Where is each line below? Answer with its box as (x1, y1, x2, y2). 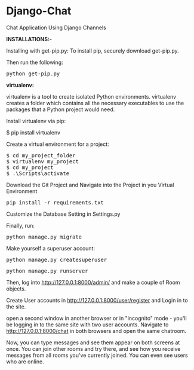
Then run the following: (6, 59, 64, 66)
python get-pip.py (6, 70, 60, 77)
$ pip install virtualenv (6, 129, 61, 136)
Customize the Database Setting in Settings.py (6, 210, 121, 218)
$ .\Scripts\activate (6, 170, 70, 177)
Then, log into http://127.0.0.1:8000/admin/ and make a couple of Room (6, 279, 180, 286)
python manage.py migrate (6, 233, 82, 240)
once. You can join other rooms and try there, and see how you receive (6, 345, 181, 352)
